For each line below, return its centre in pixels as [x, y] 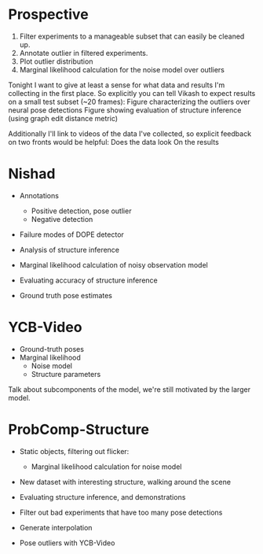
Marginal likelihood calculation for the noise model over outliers [122, 69]
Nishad [32, 174]
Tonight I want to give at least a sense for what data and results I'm [117, 85]
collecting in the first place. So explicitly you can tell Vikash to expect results [132, 93]
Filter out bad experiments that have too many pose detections [121, 512]
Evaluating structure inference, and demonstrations [102, 497]
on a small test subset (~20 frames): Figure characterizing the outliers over [130, 102]
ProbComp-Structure [79, 430]
